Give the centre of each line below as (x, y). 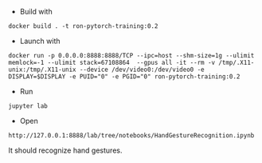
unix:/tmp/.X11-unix (43, 70)
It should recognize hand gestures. (65, 150)
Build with (36, 12)
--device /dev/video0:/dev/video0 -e (142, 70)
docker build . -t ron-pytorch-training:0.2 (83, 26)
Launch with (40, 41)
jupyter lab (28, 106)
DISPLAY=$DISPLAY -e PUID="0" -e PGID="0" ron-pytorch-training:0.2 (124, 77)
